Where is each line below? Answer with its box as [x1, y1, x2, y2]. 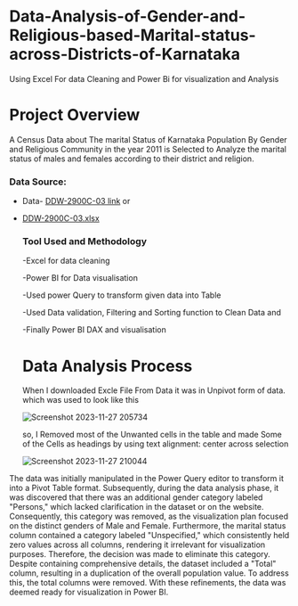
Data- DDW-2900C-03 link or [21, 196, 131, 207]
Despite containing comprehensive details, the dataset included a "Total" [9, 559, 277, 569]
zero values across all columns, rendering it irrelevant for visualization [9, 539, 266, 550]
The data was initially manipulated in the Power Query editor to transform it [9, 473, 285, 484]
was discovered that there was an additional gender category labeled [9, 492, 263, 503]
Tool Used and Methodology [21, 235, 147, 248]
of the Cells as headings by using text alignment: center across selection [21, 438, 289, 449]
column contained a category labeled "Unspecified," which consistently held [9, 530, 290, 541]
